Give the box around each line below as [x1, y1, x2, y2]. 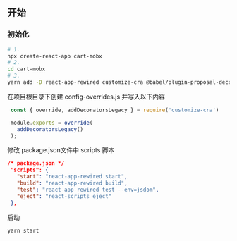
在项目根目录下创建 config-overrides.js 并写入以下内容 [7, 92, 166, 101]
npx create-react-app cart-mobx [7, 52, 102, 60]
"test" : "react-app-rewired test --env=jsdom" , [16, 186, 159, 193]
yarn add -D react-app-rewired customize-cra [7, 79, 143, 86]
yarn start [7, 227, 39, 234]
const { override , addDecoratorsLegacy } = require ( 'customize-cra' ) [10, 106, 219, 113]
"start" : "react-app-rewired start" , [16, 173, 128, 180]
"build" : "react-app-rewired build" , [16, 180, 128, 187]
